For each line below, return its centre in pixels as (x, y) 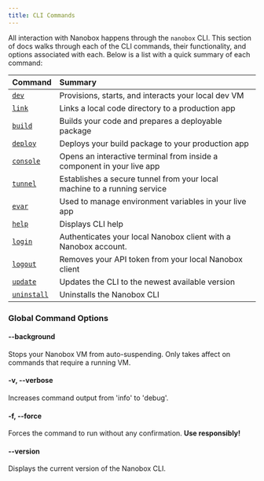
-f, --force (25, 416)
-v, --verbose (31, 381)
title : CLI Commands (42, 15)
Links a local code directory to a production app (147, 108)
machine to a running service (113, 188)
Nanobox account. (93, 246)
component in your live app (110, 166)
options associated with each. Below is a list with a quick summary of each (129, 54)
